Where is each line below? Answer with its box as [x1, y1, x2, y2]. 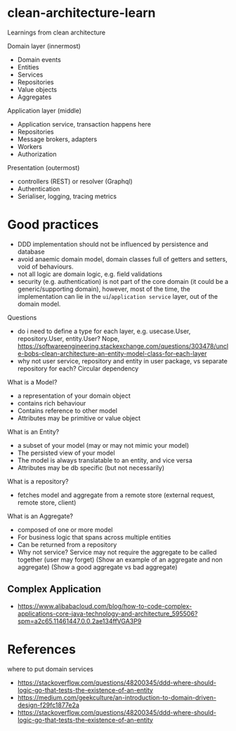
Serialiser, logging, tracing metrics [17, 192, 117, 200]
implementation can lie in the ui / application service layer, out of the [17, 292, 218, 300]
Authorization [17, 150, 58, 158]
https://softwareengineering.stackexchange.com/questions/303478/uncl [17, 342, 229, 350]
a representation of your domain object [17, 392, 131, 400]
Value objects [17, 85, 58, 93]
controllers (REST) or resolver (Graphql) [17, 177, 133, 186]
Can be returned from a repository [17, 540, 117, 549]
